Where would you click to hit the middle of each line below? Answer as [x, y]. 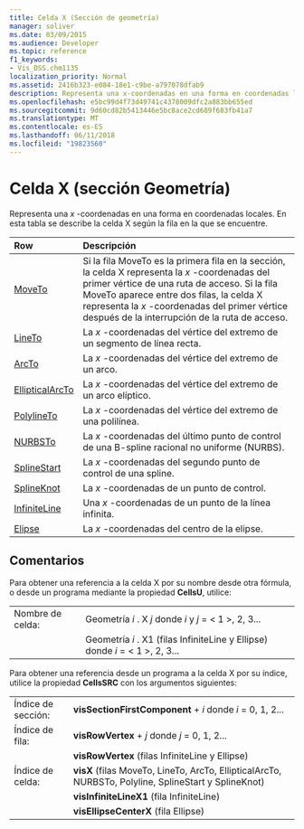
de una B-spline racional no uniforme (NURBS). [184, 447]
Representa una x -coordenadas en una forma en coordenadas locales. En [148, 213]
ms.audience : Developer [54, 43]
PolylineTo [36, 415]
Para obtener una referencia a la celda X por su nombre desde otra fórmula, [151, 582]
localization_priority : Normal [68, 77]
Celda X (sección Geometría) [120, 188]
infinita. [99, 513]
